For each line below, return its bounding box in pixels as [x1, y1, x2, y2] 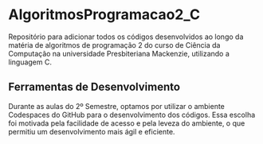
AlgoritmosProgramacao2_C [8, 6, 201, 24]
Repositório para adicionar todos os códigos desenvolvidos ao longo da [8, 32, 244, 41]
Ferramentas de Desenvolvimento [8, 80, 181, 94]
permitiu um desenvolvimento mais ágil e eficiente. [8, 126, 175, 136]
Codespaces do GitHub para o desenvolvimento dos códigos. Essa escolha [8, 110, 256, 119]
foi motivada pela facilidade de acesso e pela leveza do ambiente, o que [8, 118, 245, 128]
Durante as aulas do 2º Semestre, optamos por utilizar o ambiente [8, 101, 226, 111]
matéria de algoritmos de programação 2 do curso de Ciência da [8, 40, 221, 49]
